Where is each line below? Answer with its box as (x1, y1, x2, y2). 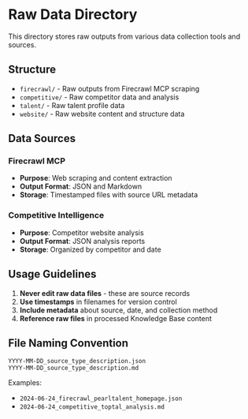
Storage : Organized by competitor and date (19, 245, 161, 254)
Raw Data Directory (8, 6, 138, 24)
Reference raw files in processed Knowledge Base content (19, 313, 213, 323)
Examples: (8, 378, 42, 387)
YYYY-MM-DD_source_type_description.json (8, 357, 146, 365)
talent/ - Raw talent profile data (19, 100, 125, 110)
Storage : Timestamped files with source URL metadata (19, 190, 198, 200)
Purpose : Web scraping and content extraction (19, 174, 172, 183)
